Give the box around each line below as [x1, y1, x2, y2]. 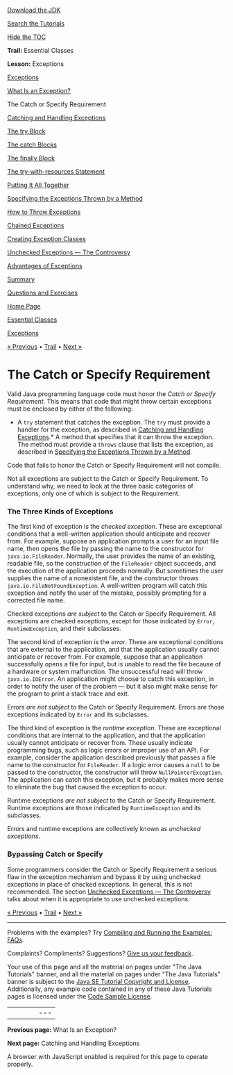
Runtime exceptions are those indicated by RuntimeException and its [7, 804, 201, 812]
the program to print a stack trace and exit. [7, 689, 130, 698]
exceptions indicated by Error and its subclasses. [7, 710, 149, 719]
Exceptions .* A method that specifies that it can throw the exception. [17, 432, 214, 441]
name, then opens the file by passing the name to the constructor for [7, 545, 204, 553]
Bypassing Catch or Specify [7, 849, 103, 859]
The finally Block [7, 154, 55, 162]
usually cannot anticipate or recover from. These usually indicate [7, 739, 193, 747]
